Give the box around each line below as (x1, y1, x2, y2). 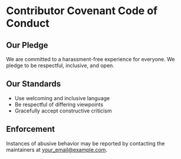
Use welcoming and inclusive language (14, 94, 110, 101)
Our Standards (6, 79, 61, 89)
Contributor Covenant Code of (6, 4, 158, 18)
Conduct (6, 16, 50, 30)
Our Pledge (6, 40, 48, 50)
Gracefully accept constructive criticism (14, 107, 112, 114)
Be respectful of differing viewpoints (14, 101, 104, 108)
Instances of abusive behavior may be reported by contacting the (6, 140, 165, 147)
